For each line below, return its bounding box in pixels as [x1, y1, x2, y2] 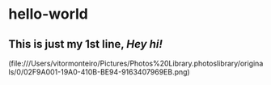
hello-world [8, 5, 89, 23]
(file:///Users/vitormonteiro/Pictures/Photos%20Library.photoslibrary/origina [8, 58, 264, 68]
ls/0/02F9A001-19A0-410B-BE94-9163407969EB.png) [8, 67, 190, 77]
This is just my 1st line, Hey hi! [8, 37, 163, 51]
